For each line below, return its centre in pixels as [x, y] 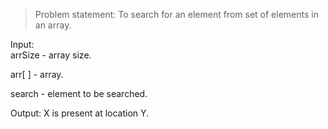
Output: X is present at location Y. [80, 113]
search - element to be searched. [79, 93]
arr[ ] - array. [37, 74]
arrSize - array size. [51, 55]
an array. [53, 25]
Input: [22, 44]
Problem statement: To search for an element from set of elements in [176, 14]
